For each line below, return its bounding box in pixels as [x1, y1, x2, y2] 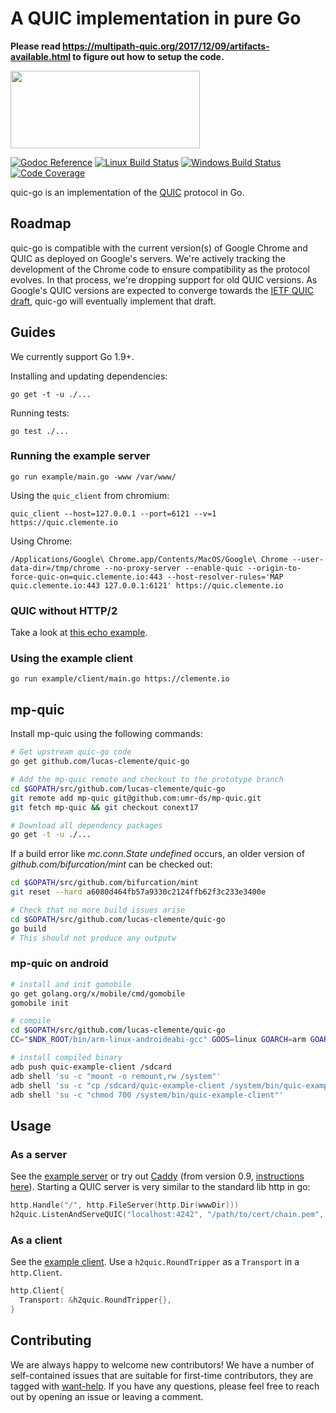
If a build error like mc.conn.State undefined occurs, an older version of [10, 848, 305, 860]
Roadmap [10, 215, 72, 232]
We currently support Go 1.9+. [10, 350, 135, 362]
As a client [10, 1233, 63, 1247]
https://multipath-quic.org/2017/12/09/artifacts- [62, 40, 270, 52]
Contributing [10, 1332, 92, 1349]
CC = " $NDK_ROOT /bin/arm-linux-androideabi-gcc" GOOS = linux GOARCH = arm [10, 1035, 307, 1045]
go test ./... [10, 426, 70, 436]
